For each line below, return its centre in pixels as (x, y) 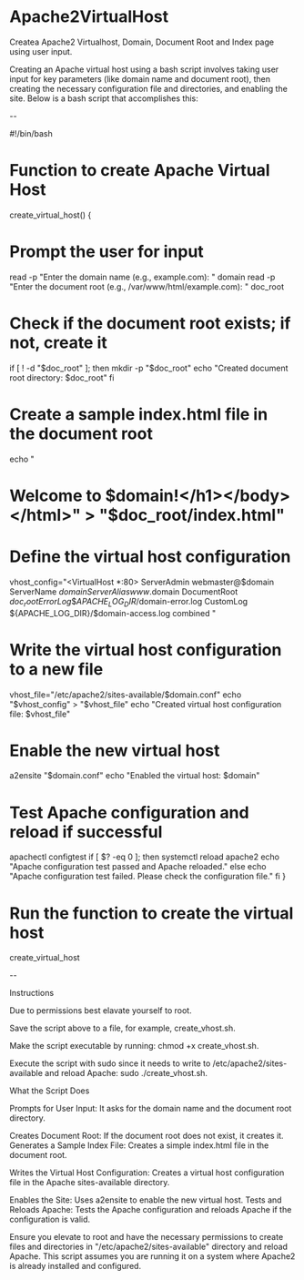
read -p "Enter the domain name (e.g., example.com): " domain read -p (142, 277)
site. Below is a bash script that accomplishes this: (104, 98)
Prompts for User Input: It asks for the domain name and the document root (151, 1109)
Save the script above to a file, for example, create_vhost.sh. (122, 1028)
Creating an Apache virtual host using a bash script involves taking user (144, 69)
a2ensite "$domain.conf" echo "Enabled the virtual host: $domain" (135, 776)
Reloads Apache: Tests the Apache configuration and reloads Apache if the (151, 1210)
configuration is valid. (50, 1219)
